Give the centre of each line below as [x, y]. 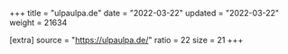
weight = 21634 [38, 22]
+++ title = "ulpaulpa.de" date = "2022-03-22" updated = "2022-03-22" [144, 13]
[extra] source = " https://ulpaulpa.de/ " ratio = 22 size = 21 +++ [126, 40]
